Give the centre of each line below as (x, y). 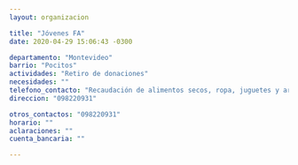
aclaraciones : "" (41, 131)
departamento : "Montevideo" (61, 57)
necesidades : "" (39, 82)
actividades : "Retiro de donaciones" (79, 74)
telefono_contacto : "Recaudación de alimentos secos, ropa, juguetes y (144, 90)
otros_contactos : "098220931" (65, 114)
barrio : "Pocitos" (43, 66)
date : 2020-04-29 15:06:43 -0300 (71, 41)
